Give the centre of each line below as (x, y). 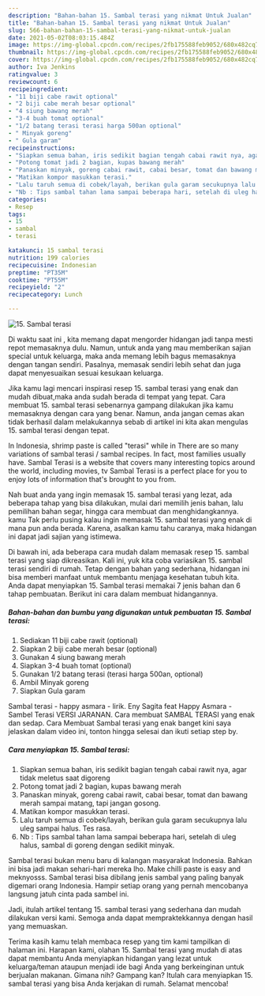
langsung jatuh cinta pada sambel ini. (69, 894)
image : (19, 45)
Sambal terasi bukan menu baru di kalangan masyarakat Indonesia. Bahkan (130, 860)
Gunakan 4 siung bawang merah (73, 657)
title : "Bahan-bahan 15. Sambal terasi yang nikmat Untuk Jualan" (119, 23)
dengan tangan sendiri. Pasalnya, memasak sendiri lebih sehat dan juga (125, 364)
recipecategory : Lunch (45, 295)
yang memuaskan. (38, 926)
